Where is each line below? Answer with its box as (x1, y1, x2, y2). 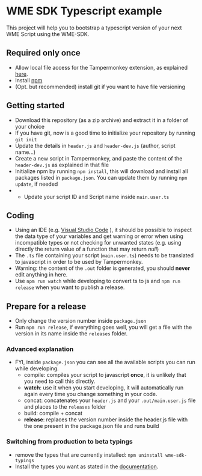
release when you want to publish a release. (14, 284, 125, 291)
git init (14, 136, 37, 142)
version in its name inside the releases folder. (14, 330, 128, 337)
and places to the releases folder (23, 403, 106, 410)
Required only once (6, 48, 81, 58)
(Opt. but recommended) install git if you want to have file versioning (14, 83, 185, 90)
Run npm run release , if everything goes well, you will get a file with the (14, 323, 192, 331)
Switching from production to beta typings (6, 438, 133, 446)
